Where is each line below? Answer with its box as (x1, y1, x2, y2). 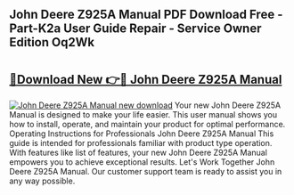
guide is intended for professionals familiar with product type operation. (9, 138, 273, 148)
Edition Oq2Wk (9, 35, 95, 50)
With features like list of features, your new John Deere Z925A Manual (9, 147, 267, 158)
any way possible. (9, 175, 76, 186)
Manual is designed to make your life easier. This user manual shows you (9, 110, 278, 119)
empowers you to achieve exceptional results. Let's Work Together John (9, 157, 275, 167)
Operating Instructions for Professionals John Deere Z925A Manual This (9, 128, 274, 139)
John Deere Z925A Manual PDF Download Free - (9, 7, 283, 22)
